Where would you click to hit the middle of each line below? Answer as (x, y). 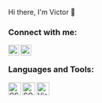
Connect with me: (43, 32)
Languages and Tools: (51, 69)
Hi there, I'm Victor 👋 (42, 12)
